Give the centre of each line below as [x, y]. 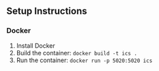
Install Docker [35, 45]
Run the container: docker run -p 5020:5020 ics [84, 60]
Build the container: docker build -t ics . [77, 53]
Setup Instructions [47, 11]
